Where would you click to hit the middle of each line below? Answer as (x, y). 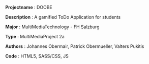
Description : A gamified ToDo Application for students (63, 17)
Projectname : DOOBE (29, 7)
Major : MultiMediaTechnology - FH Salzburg (52, 27)
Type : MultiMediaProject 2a (35, 37)
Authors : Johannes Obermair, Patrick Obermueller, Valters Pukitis (75, 46)
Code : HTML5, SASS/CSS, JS (37, 56)
